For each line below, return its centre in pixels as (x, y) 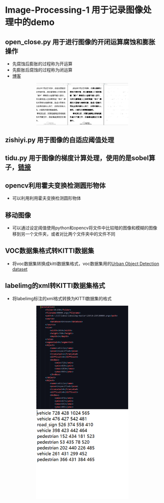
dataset (20, 269)
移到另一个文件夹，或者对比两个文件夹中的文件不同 (64, 234)
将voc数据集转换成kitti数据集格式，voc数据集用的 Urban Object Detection (85, 263)
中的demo (34, 22)
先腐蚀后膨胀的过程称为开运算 (42, 64)
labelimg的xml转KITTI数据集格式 (55, 286)
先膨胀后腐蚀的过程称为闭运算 (42, 70)
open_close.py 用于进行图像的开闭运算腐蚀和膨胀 (80, 42)
